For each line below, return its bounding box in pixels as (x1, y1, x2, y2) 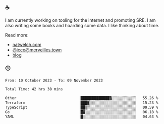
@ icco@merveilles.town (12, 47, 62, 53)
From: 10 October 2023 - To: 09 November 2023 (5, 78, 103, 83)
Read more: (5, 32, 29, 38)
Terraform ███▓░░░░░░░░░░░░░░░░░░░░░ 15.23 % (5, 100, 159, 105)
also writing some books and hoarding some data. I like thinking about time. (5, 23, 160, 29)
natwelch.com (12, 41, 42, 48)
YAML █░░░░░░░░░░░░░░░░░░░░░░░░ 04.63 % (5, 114, 159, 119)
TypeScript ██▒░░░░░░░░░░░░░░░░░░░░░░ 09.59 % (5, 105, 159, 110)
